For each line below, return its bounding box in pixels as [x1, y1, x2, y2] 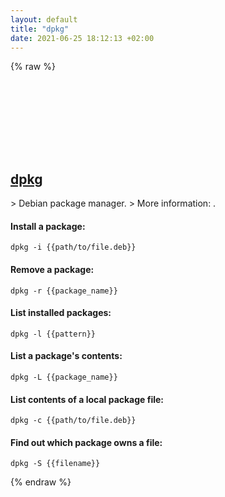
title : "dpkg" [10, 24, 70, 34]
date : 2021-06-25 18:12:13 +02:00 [10, 33, 155, 43]
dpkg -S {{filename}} [10, 459, 101, 469]
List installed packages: [10, 307, 112, 319]
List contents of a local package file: [10, 393, 165, 405]
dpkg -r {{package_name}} [10, 286, 118, 296]
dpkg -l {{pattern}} [10, 329, 97, 339]
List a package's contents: [10, 350, 123, 362]
